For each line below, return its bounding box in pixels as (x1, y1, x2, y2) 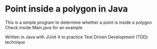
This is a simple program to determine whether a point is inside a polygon (5, 19, 152, 25)
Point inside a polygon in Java (5, 3, 128, 15)
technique (5, 39, 25, 45)
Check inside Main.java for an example (5, 24, 83, 30)
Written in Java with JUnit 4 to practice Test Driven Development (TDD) (5, 34, 148, 40)
